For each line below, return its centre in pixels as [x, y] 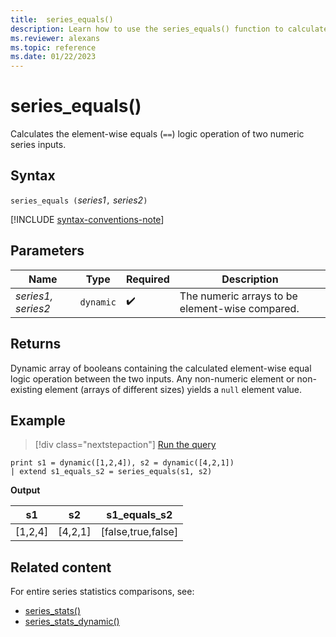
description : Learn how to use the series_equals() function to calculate [169, 29]
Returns [36, 344]
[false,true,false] [139, 532]
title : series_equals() [62, 19]
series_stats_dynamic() [72, 622]
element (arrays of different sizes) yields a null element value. [173, 389]
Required [147, 279]
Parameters [47, 251]
